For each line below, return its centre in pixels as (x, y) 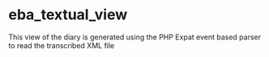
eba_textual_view (68, 15)
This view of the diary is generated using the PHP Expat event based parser (135, 37)
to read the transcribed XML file (62, 45)
